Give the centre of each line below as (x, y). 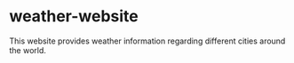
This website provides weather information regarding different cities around (147, 41)
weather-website (74, 16)
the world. (28, 50)
